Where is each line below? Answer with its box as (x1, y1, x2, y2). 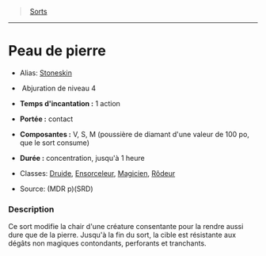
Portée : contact (19, 114, 74, 124)
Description (8, 204, 55, 215)
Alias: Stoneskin (19, 67, 73, 78)
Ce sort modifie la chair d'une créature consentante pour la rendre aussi (8, 222, 244, 231)
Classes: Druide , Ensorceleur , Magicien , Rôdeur (19, 168, 176, 178)
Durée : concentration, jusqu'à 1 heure (19, 153, 145, 162)
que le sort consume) (19, 138, 89, 147)
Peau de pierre (8, 42, 107, 60)
